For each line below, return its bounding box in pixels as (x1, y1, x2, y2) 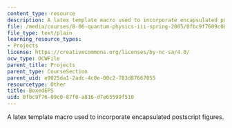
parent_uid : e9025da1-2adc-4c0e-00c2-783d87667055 (7, 74, 156, 82)
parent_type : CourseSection (7, 68, 88, 75)
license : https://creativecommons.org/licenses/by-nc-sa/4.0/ (7, 49, 190, 56)
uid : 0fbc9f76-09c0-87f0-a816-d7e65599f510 (7, 94, 135, 101)
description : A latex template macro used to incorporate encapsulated (7, 17, 217, 24)
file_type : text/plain (7, 29, 72, 37)
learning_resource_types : (7, 36, 81, 43)
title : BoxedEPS (7, 87, 54, 94)
